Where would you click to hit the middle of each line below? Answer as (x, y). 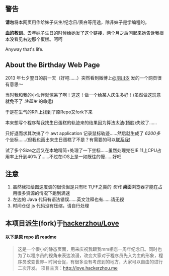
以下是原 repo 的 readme (31, 237)
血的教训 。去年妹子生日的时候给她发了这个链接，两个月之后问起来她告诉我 (82, 33)
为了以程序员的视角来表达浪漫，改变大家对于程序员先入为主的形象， (88, 255)
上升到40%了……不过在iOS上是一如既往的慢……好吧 (68, 156)
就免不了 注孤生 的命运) (29, 101)
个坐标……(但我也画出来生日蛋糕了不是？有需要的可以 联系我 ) (68, 140)
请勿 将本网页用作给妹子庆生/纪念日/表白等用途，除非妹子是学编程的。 (77, 22)
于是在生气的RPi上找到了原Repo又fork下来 (49, 112)
